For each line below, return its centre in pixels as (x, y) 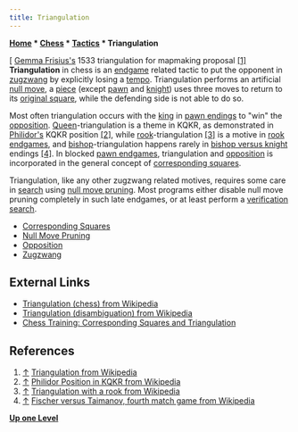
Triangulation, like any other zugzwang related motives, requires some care (148, 180)
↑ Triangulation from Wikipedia (79, 372)
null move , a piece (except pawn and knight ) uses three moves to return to (146, 88)
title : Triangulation (50, 17)
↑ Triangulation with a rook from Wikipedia (101, 391)
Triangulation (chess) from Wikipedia (90, 303)
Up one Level (34, 418)
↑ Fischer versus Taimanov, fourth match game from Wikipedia (139, 401)
